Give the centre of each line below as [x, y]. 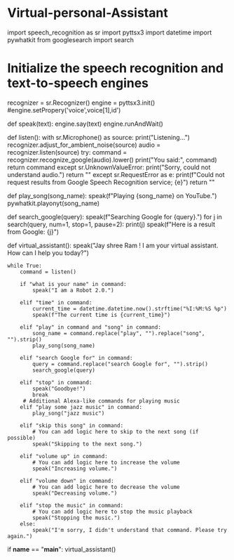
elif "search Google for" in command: [76, 358]
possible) [22, 438]
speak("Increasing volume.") [75, 469]
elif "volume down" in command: [67, 481]
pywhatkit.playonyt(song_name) [54, 203]
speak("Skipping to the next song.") [87, 444]
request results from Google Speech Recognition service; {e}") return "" [111, 182]
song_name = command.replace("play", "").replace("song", [119, 333]
